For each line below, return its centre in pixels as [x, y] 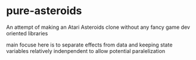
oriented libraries [27, 33]
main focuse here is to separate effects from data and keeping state [89, 45]
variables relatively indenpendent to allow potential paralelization [86, 51]
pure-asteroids [44, 11]
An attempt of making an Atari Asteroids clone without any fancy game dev [98, 27]
